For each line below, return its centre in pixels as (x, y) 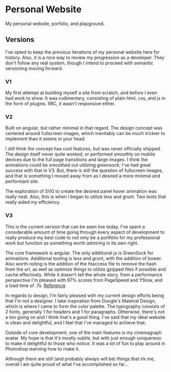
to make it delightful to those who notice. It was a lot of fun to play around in (85, 343)
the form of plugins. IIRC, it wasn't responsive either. (60, 104)
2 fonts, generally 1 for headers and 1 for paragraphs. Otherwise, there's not (85, 312)
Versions (20, 40)
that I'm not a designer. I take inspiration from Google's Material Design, (81, 301)
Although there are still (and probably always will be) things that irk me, (80, 359)
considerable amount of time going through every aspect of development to (85, 232)
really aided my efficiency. (33, 202)
